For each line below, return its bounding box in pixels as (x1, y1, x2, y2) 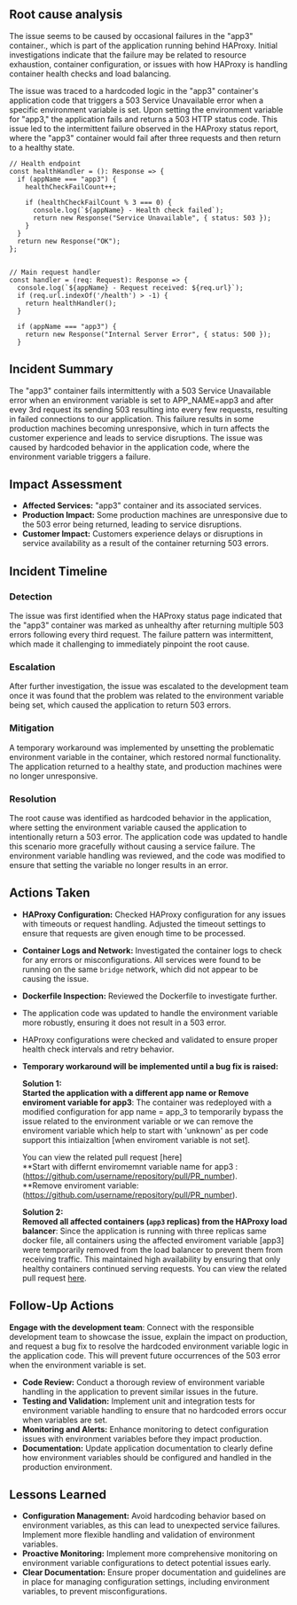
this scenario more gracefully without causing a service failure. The (9, 842, 255, 852)
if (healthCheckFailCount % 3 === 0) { (25, 198, 173, 207)
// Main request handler (9, 268, 101, 277)
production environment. (21, 1461, 113, 1472)
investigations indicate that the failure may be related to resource (9, 49, 246, 60)
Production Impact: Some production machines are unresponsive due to (21, 510, 288, 521)
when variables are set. (21, 1414, 108, 1425)
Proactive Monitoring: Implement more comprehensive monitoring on (21, 1548, 277, 1559)
